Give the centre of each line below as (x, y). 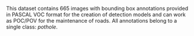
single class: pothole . (32, 27)
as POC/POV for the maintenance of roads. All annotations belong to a (92, 21)
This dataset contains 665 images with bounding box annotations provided (97, 8)
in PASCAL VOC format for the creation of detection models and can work (96, 15)
